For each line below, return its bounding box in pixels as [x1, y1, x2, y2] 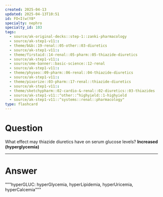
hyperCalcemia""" [5, 186, 41, 192]
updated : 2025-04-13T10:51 [5, 12, 60, 16]
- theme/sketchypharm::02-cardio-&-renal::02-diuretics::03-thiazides [9, 88, 155, 93]
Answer [5, 165, 37, 177]
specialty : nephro [5, 20, 42, 26]
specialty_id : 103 [5, 25, 42, 30]
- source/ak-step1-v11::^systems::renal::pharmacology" [9, 98, 125, 102]
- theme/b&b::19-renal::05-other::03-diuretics [9, 43, 108, 48]
